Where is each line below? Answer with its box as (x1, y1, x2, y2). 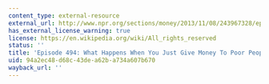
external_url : (8, 19, 56, 27)
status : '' (8, 42, 45, 50)
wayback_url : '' (8, 64, 62, 72)
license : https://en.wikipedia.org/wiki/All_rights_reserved (8, 34, 217, 42)
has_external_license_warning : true (8, 26, 130, 34)
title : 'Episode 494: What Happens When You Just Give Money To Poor (8, 49, 246, 57)
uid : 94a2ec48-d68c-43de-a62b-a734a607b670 (8, 57, 156, 65)
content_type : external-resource (8, 11, 120, 20)
